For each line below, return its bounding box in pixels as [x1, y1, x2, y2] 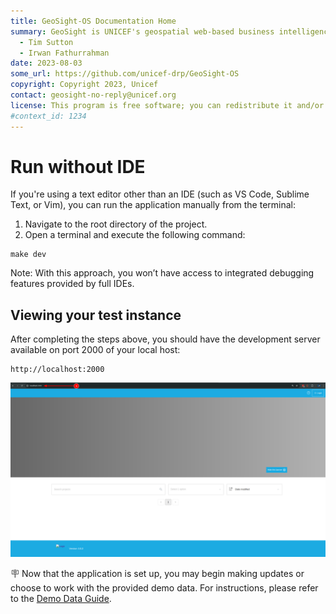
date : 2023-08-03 [10, 58, 83, 69]
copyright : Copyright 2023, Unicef [10, 80, 159, 90]
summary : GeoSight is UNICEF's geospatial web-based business [10, 26, 275, 37]
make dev [10, 250, 47, 260]
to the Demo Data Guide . [10, 592, 112, 604]
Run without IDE [10, 155, 146, 178]
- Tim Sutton [19, 37, 74, 47]
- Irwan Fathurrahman [19, 48, 110, 58]
